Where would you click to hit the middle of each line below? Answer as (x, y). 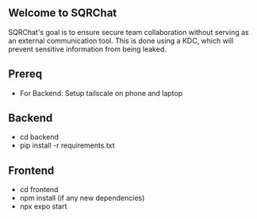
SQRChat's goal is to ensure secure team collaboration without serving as (128, 32)
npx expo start (43, 206)
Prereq (25, 74)
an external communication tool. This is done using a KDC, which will (121, 40)
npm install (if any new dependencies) (82, 198)
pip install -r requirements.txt (67, 145)
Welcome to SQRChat (63, 13)
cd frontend (39, 190)
